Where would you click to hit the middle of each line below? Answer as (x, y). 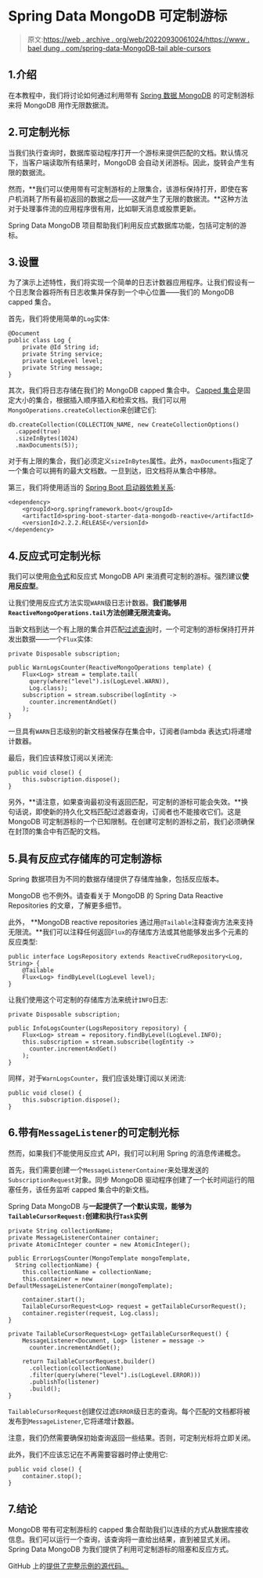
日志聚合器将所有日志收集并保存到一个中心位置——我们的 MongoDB (124, 292)
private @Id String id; (61, 347)
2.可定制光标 (39, 132)
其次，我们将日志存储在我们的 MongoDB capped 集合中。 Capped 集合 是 (126, 390)
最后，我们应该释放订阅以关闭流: (61, 758)
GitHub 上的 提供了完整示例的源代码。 (68, 1565)
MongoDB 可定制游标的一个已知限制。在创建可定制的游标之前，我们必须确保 (131, 822)
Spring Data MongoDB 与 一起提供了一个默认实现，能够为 (100, 1206)
